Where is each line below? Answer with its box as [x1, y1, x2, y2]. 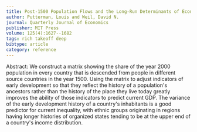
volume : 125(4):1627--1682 [6, 31, 72, 36]
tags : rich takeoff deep [6, 36, 67, 42]
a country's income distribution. [6, 119, 83, 126]
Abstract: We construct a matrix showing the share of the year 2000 [6, 63, 171, 70]
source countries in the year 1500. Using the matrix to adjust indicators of [6, 75, 184, 82]
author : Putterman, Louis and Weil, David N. [6, 14, 119, 20]
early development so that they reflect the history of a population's [6, 82, 168, 89]
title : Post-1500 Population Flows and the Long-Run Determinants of [6, 8, 180, 15]
